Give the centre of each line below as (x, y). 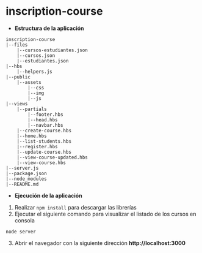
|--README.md (22, 184)
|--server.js (22, 168)
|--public (18, 77)
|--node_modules (26, 179)
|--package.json (26, 173)
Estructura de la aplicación (49, 28)
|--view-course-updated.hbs (52, 157)
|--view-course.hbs (41, 163)
